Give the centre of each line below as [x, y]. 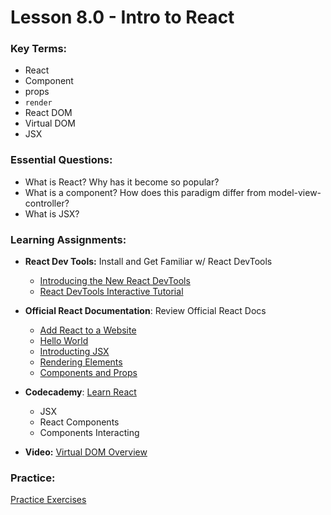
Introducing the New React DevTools [115, 281]
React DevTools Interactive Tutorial [111, 292]
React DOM [48, 113]
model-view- [295, 192]
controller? [47, 203]
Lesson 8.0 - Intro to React [122, 17]
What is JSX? [52, 213]
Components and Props [88, 373]
